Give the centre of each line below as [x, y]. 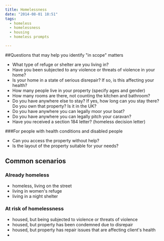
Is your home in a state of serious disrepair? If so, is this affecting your [83, 80]
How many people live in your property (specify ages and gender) [79, 90]
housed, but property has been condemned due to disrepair [72, 224]
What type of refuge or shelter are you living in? [60, 65]
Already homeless [27, 175]
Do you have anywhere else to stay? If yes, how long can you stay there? [86, 101]
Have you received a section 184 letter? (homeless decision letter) [79, 121]
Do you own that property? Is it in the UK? [54, 106]
